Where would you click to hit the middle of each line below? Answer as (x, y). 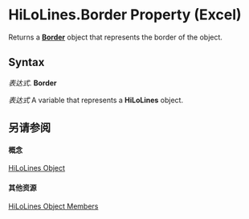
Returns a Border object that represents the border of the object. (116, 37)
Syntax (27, 62)
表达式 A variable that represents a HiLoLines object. (96, 100)
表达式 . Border (33, 83)
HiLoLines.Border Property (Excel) (125, 15)
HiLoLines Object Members (53, 206)
